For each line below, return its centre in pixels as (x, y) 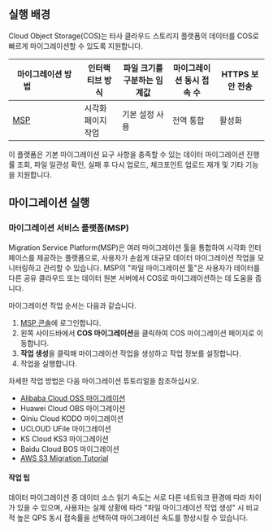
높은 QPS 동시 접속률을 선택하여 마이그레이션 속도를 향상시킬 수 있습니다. (132, 517)
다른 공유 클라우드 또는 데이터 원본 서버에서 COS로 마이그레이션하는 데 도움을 (131, 278)
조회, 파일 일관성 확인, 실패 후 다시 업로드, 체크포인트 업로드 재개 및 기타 (130, 164)
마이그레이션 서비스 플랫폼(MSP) (69, 228)
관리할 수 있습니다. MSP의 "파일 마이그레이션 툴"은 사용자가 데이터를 (152, 268)
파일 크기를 (143, 68)
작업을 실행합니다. (48, 363)
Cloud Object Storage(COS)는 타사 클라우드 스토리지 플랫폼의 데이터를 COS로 (134, 36)
